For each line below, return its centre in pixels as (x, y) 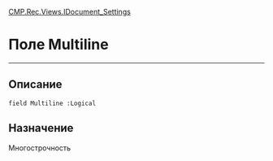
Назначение (41, 128)
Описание (35, 85)
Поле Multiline (58, 45)
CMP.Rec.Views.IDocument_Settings (70, 12)
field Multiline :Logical (52, 103)
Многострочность (40, 148)
